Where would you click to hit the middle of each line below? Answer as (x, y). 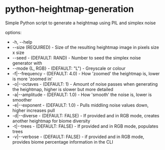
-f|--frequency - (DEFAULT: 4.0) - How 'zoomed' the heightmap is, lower (86, 73)
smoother (22, 100)
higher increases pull (33, 110)
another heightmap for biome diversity (51, 121)
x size (18, 52)
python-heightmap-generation (69, 9)
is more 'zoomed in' (32, 79)
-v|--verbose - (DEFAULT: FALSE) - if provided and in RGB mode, (78, 137)
